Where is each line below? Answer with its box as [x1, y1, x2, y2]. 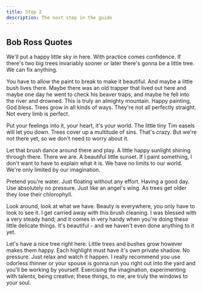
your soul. [6, 279, 32, 287]
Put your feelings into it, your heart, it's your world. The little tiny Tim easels [6, 122, 195, 130]
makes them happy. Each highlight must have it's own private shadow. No [6, 247, 190, 254]
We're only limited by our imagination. [6, 166, 101, 173]
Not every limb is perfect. [6, 110, 70, 117]
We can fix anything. [6, 66, 58, 74]
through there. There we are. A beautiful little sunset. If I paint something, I [6, 153, 192, 161]
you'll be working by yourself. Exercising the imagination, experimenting [6, 266, 186, 274]
